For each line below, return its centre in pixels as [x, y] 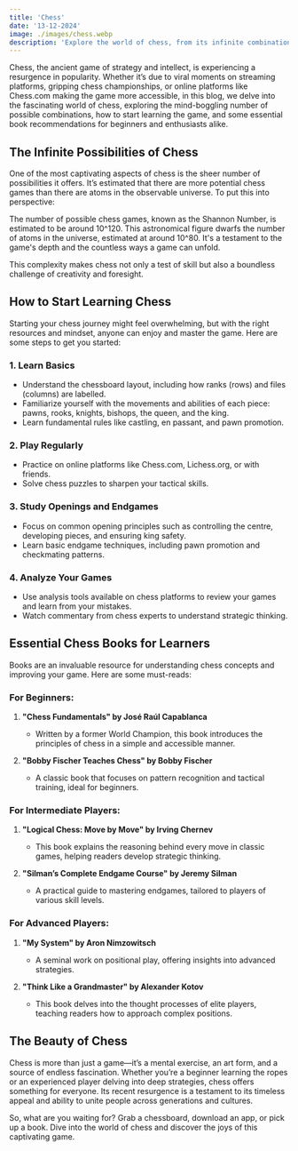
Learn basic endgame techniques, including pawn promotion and [141, 545]
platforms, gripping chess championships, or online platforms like [129, 86]
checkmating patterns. [63, 554]
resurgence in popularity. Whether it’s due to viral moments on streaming [142, 77]
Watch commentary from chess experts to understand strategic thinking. [155, 616]
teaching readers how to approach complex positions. [134, 1013]
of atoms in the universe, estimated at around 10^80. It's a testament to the [145, 238]
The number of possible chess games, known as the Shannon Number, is [143, 220]
